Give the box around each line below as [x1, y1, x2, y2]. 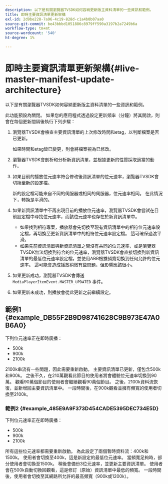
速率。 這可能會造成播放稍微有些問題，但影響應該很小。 [19, 261, 135, 268]
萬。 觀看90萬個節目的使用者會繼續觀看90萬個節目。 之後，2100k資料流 [5, 378, 154, 384]
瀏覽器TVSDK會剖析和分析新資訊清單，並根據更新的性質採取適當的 [12, 156, 150, 163]
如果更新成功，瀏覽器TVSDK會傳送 [12, 272, 84, 278]
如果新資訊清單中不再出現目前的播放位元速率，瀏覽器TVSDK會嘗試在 [12, 207, 154, 213]
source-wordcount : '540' [5, 31, 57, 36]
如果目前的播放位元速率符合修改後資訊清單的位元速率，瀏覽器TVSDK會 [12, 173, 159, 179]
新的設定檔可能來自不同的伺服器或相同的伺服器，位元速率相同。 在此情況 [12, 190, 163, 196]
